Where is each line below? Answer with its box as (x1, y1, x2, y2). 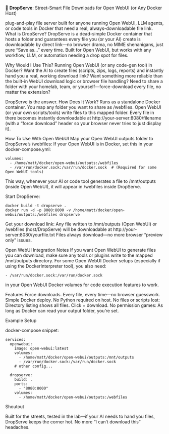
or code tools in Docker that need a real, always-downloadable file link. (5, 25, 153, 31)
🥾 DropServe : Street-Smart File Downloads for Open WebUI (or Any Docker (5, 5, 162, 11)
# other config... (14, 364, 53, 369)
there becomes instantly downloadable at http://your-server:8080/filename (5, 115, 161, 121)
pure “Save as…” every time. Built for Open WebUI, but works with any (5, 47, 151, 53)
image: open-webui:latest (14, 346, 69, 351)
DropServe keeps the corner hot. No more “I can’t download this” (5, 419, 141, 425)
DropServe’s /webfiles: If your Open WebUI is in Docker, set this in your (5, 141, 153, 147)
